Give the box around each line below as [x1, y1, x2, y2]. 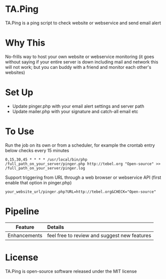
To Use [5, 126, 35, 137]
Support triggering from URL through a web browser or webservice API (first [5, 174, 162, 180]
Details [47, 223, 64, 230]
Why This [5, 37, 46, 49]
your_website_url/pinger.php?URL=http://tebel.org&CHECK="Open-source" [5, 189, 156, 194]
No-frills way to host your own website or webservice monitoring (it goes [5, 54, 155, 59]
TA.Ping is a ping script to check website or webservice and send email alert [5, 20, 161, 26]
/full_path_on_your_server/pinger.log [5, 166, 85, 170]
